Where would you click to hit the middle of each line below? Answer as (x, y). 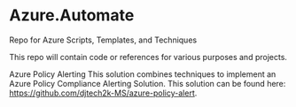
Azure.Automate (72, 15)
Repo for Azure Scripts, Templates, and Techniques (103, 40)
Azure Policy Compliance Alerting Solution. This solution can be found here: (148, 83)
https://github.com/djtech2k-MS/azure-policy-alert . (103, 93)
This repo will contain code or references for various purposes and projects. (148, 57)
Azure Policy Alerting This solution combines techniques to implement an (143, 74)
